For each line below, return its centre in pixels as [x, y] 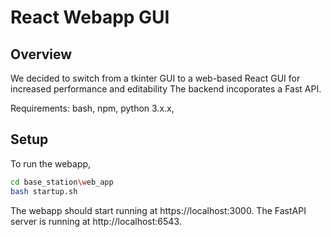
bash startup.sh [44, 191]
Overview [41, 54]
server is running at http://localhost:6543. [96, 221]
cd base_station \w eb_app [62, 182]
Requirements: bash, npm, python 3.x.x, [92, 108]
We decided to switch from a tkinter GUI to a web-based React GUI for [155, 78]
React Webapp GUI [90, 17]
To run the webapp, [51, 163]
